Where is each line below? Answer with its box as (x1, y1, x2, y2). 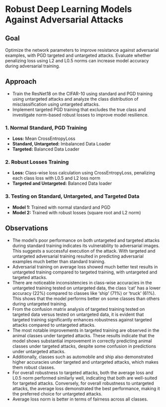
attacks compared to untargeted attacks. (12, 322, 96, 328)
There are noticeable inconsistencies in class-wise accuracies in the (12, 279, 152, 285)
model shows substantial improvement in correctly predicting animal (12, 338, 152, 344)
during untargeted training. (12, 300, 67, 307)
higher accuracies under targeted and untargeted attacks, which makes (12, 359, 159, 365)
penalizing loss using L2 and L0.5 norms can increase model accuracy (5, 58, 149, 63)
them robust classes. (12, 364, 55, 370)
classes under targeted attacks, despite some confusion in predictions (12, 343, 156, 349)
